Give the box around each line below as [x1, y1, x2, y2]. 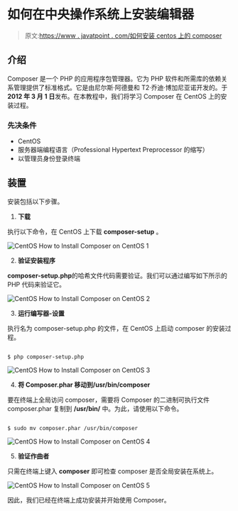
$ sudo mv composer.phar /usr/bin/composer [7, 424, 139, 432]
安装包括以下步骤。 [7, 197, 64, 206]
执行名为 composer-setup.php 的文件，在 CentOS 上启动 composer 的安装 [7, 324, 225, 332]
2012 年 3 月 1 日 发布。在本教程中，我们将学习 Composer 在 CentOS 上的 [7, 92, 222, 100]
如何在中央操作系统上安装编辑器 [7, 6, 195, 23]
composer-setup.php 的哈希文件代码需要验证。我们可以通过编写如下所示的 [7, 271, 227, 280]
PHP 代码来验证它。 [7, 280, 66, 288]
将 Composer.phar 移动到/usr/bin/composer [17, 380, 151, 389]
